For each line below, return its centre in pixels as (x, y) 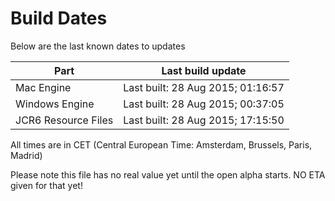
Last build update (204, 70)
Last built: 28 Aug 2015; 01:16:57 (204, 87)
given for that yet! (46, 185)
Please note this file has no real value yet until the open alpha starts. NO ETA (168, 174)
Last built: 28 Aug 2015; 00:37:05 (204, 104)
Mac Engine (43, 87)
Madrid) (26, 155)
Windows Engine (55, 104)
